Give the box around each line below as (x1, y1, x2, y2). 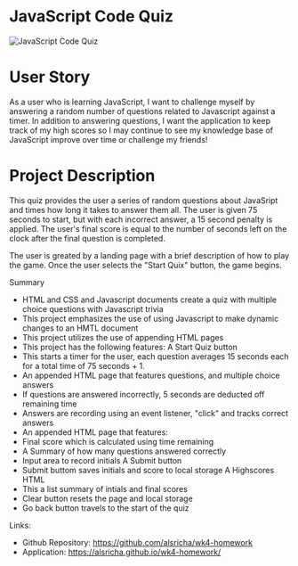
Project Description (9, 166, 156, 186)
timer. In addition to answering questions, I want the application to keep (9, 115, 271, 126)
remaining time (21, 398, 77, 409)
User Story (9, 67, 91, 87)
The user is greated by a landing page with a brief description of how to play (9, 250, 290, 260)
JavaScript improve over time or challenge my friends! (9, 134, 208, 144)
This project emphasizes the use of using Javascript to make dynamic (21, 313, 279, 324)
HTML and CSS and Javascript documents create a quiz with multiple (21, 294, 278, 305)
